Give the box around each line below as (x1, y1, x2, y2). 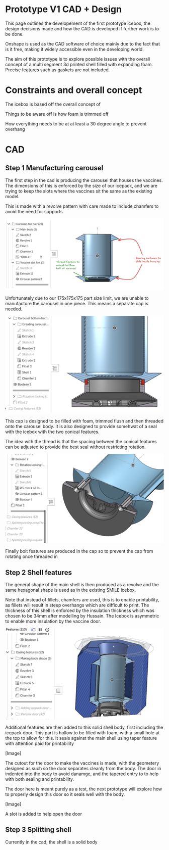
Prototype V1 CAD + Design (5, 4, 122, 15)
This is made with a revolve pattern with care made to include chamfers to (5, 203, 159, 209)
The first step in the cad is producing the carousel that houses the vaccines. (5, 177, 163, 183)
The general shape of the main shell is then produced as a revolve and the (5, 581, 159, 587)
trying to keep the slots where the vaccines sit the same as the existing (5, 188, 152, 194)
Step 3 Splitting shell (5, 825, 71, 834)
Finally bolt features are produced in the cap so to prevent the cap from (5, 548, 153, 554)
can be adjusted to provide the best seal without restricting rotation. (5, 444, 146, 450)
